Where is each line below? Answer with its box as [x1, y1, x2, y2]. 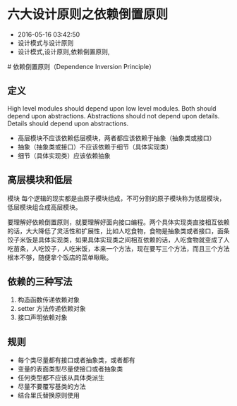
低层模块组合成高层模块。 [7, 202, 82, 211]
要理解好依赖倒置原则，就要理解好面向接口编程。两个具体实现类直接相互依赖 [7, 218, 230, 226]
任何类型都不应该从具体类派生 [17, 374, 104, 382]
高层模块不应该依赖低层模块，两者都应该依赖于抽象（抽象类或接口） [17, 133, 216, 142]
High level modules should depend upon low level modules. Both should [7, 104, 217, 113]
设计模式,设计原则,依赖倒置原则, [17, 47, 110, 56]
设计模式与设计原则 [17, 38, 74, 47]
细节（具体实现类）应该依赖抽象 [17, 151, 111, 159]
